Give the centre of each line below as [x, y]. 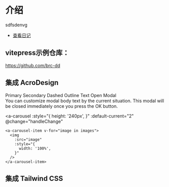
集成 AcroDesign [32, 83]
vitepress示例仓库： [37, 53]
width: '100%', [35, 148]
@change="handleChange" [34, 121]
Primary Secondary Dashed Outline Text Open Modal [61, 95]
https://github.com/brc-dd [33, 65]
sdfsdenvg [17, 25]
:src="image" [28, 139]
